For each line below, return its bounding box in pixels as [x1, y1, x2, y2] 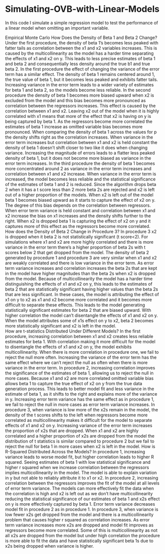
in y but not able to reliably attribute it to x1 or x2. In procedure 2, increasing [5, 475, 159, 480]
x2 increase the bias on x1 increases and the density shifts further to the [5, 213, 151, 219]
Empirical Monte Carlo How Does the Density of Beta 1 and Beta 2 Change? [5, 35, 158, 40]
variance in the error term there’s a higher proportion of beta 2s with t [5, 244, 146, 250]
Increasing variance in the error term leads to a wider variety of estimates [5, 81, 154, 87]
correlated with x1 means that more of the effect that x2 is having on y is [5, 113, 151, 119]
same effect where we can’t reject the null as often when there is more [5, 359, 148, 366]
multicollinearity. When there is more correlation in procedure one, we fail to [5, 349, 159, 355]
